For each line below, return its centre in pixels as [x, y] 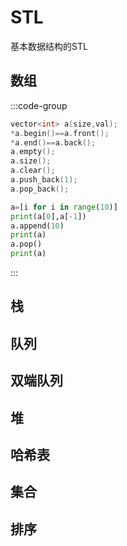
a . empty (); [33, 152]
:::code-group [39, 105]
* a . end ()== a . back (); [53, 142]
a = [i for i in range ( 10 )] [64, 207]
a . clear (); [33, 171]
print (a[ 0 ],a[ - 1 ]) [48, 216]
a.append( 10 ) [37, 226]
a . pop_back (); [40, 189]
